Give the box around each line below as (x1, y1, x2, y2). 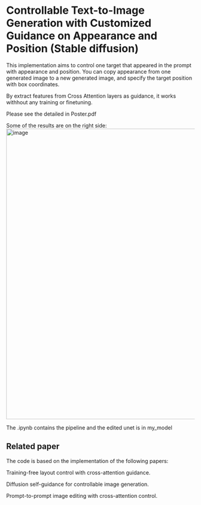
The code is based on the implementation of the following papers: (6, 457, 169, 464)
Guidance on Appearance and (6, 29, 157, 43)
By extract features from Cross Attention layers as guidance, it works (6, 92, 176, 99)
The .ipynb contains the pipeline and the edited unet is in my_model (6, 424, 172, 431)
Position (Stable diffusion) (6, 42, 139, 56)
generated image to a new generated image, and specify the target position (6, 74, 193, 81)
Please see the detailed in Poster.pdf (6, 110, 97, 117)
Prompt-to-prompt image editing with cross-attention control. (6, 492, 157, 499)
